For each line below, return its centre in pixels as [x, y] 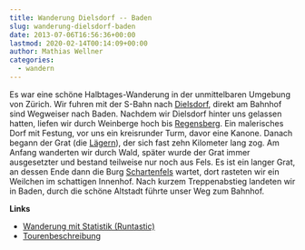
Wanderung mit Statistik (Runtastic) [89, 226]
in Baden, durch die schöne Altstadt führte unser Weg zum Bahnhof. [137, 191]
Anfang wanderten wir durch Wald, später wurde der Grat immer [130, 152]
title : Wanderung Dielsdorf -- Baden [81, 18]
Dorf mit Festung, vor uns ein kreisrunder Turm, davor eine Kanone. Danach [151, 133]
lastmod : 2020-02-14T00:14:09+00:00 [79, 43]
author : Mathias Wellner [56, 52]
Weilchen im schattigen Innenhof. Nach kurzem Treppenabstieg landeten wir [152, 181]
